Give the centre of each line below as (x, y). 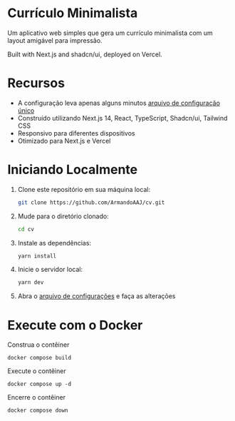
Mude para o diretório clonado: (63, 216)
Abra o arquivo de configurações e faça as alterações (96, 296)
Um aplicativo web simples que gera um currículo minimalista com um (110, 33)
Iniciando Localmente (73, 170)
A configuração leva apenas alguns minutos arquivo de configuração (119, 103)
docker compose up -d (40, 384)
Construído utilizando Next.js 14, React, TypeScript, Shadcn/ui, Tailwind (122, 118)
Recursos (36, 83)
